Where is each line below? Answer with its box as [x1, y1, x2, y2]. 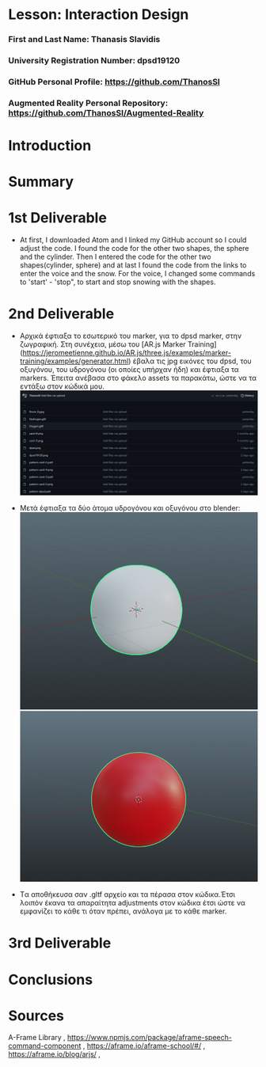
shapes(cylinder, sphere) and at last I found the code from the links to [19, 260, 247, 270]
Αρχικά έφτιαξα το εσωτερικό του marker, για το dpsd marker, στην [19, 331, 242, 341]
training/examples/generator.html [19, 356, 129, 366]
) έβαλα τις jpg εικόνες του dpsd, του [127, 356, 252, 366]
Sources [8, 1007, 65, 1024]
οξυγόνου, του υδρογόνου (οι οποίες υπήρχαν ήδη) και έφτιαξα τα [19, 365, 239, 374]
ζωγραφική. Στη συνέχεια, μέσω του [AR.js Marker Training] [19, 340, 217, 349]
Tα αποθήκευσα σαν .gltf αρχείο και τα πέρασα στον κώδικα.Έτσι [19, 890, 236, 899]
